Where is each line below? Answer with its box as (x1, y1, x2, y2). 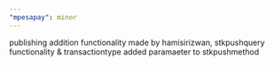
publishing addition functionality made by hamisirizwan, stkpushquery (9, 37, 265, 48)
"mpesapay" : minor (9, 12, 77, 22)
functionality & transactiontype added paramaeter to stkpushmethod (9, 46, 260, 57)
